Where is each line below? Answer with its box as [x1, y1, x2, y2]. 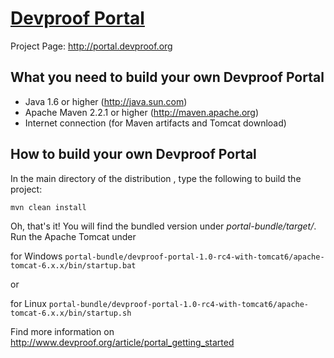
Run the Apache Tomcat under [10, 230, 137, 242]
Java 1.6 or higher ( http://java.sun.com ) [24, 95, 188, 107]
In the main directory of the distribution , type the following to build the [10, 172, 302, 184]
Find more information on [10, 325, 115, 337]
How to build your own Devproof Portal [10, 146, 257, 163]
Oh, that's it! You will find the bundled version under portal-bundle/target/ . [10, 220, 317, 232]
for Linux [10, 297, 47, 309]
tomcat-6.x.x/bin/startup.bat [10, 260, 137, 271]
